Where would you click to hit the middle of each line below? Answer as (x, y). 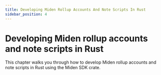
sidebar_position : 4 (26, 14)
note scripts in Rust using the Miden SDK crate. (53, 68)
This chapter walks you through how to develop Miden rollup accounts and (81, 62)
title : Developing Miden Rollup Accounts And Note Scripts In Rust (76, 10)
